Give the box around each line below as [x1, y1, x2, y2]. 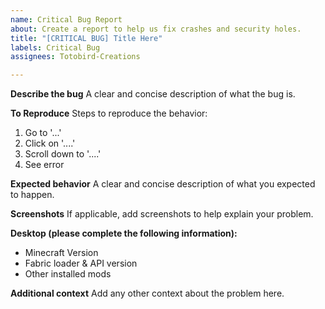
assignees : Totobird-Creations [10, 52, 141, 62]
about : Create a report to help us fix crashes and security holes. [10, 24, 302, 34]
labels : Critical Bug [10, 42, 101, 53]
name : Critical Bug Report [10, 14, 123, 25]
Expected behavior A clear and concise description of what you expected [10, 178, 316, 190]
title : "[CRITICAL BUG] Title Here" [10, 33, 163, 43]
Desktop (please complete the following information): [10, 227, 238, 240]
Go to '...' [24, 127, 62, 139]
